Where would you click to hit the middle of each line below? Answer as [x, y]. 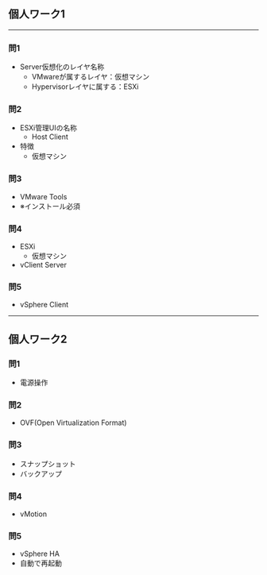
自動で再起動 [41, 563]
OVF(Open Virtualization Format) [73, 423]
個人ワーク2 [38, 339]
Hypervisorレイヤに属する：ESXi [85, 87]
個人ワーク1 [37, 14]
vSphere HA [39, 554]
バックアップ [41, 473]
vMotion [33, 514]
